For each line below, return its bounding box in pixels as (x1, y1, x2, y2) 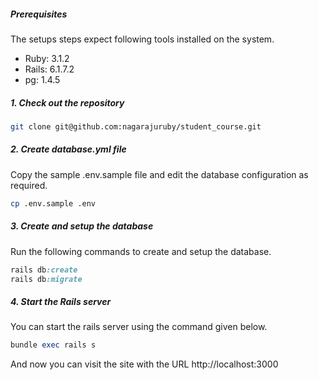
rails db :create (10, 265, 78, 275)
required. (10, 179, 48, 191)
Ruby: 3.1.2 (24, 52, 70, 64)
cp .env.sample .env (10, 198, 97, 209)
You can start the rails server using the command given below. (10, 321, 268, 333)
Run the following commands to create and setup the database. (10, 245, 272, 257)
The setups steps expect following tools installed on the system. (10, 33, 275, 45)
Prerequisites (10, 8, 68, 20)
